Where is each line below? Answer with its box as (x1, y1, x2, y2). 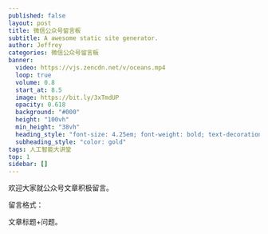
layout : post (8, 19, 52, 27)
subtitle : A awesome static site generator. (8, 34, 159, 42)
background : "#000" (15, 109, 81, 117)
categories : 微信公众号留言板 (8, 49, 100, 57)
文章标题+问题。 (8, 217, 62, 227)
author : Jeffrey (8, 42, 62, 50)
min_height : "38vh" (15, 123, 81, 131)
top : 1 (8, 153, 30, 161)
